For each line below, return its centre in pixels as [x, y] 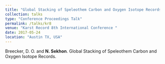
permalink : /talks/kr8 [28, 23]
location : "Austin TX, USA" [34, 37]
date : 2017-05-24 [23, 32]
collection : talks [24, 14]
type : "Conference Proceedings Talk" [44, 19]
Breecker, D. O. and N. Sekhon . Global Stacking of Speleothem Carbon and [81, 51]
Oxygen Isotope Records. [31, 56]
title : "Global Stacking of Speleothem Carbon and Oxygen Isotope [74, 10]
